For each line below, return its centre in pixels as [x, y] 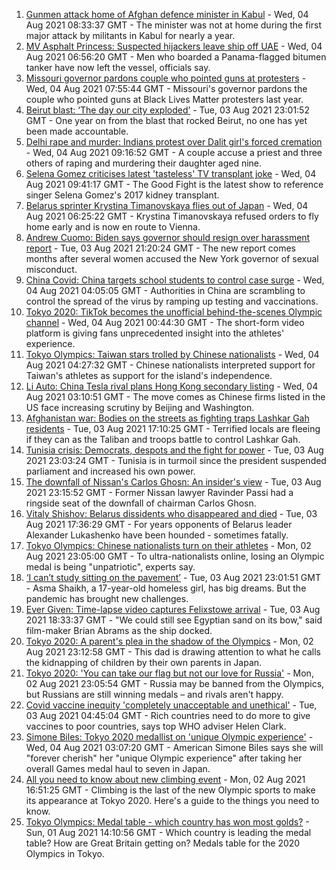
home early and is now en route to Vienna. [113, 227]
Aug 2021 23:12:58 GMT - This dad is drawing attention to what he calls [173, 652]
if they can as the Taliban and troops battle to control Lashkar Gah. [163, 439]
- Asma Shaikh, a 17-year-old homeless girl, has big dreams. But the [166, 588]
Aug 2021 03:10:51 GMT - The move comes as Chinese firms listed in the [175, 397]
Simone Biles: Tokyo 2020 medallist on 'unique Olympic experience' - [169, 737]
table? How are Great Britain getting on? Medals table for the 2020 [163, 843]
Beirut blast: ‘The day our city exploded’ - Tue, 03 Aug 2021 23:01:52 [167, 110]
